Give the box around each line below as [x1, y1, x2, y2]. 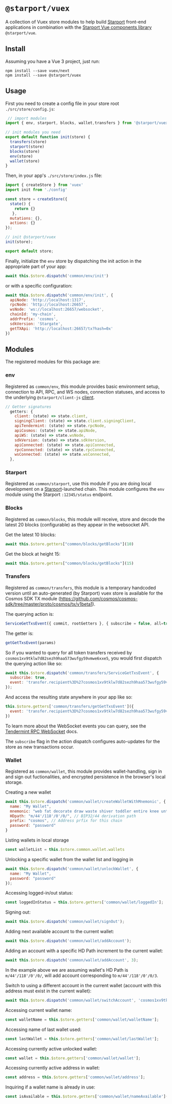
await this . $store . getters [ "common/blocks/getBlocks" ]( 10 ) [5, 541, 134, 546]
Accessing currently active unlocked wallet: [5, 1045, 97, 1052]
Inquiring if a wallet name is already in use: [5, 1084, 96, 1090]
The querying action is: [5, 611, 54, 617]
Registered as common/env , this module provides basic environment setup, [5, 383, 160, 389]
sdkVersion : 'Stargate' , [10, 321, 63, 326]
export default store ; [5, 248, 54, 254]
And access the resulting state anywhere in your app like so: [5, 694, 133, 700]
